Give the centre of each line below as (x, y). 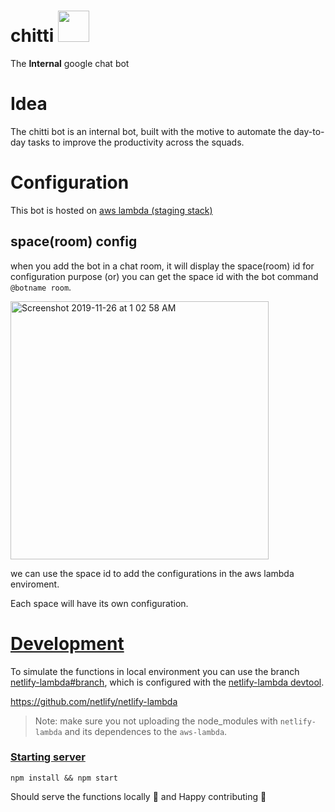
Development (67, 643)
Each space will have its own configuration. (99, 603)
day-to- (309, 131)
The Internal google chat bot (70, 63)
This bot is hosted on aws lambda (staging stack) (111, 210)
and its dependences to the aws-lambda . (146, 731)
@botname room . (41, 287)
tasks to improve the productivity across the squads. (136, 142)
